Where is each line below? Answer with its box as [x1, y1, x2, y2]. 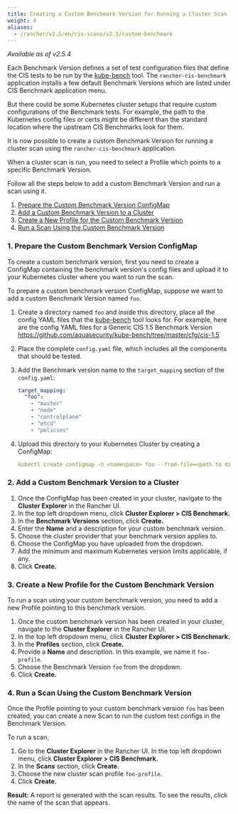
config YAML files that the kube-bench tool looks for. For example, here [17, 315, 227, 324]
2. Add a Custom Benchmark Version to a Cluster [7, 478, 180, 488]
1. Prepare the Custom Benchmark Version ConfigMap [7, 241, 198, 251]
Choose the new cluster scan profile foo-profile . [17, 770, 163, 778]
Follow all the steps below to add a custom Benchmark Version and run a [7, 179, 220, 188]
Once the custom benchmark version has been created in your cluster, [17, 617, 225, 626]
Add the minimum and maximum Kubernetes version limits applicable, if [17, 546, 227, 555]
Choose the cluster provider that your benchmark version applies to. [17, 531, 218, 540]
